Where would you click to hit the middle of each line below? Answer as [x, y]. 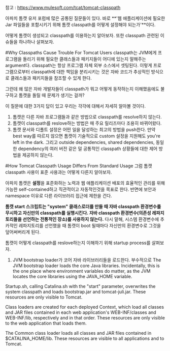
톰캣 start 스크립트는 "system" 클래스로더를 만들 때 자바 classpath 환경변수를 [83, 207]
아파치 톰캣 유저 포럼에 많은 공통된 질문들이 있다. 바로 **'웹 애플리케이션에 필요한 [85, 18]
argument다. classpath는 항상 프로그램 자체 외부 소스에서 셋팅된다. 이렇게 [79, 65]
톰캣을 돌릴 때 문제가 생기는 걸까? [52, 95]
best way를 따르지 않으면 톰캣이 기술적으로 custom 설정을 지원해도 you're [87, 136]
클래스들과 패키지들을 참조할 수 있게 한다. [51, 78]
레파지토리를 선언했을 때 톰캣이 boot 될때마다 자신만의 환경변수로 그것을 [90, 226]
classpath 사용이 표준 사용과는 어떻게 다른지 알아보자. [59, 172]
